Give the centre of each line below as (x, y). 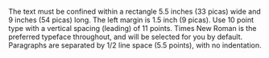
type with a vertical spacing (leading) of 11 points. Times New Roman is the (132, 28)
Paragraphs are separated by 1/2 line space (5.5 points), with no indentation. (135, 45)
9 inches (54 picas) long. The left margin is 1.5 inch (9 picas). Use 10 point (131, 20)
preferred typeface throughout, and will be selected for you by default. (126, 37)
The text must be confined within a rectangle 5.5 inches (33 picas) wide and (134, 12)
